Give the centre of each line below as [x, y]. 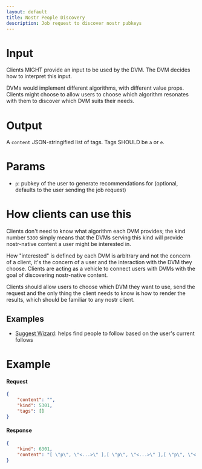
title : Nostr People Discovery [46, 18]
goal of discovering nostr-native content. [57, 275]
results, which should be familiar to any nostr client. [70, 300]
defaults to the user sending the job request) [70, 190]
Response [19, 430]
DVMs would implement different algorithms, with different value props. [95, 88]
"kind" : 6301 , [35, 449]
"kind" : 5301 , [35, 406]
